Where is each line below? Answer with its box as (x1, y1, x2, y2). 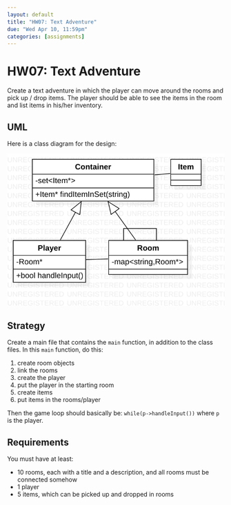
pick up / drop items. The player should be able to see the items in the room (7, 94, 222, 102)
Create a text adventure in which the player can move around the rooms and (7, 86, 224, 95)
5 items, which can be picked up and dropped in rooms (17, 490, 174, 499)
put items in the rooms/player (17, 396, 101, 404)
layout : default (7, 11, 54, 18)
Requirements (7, 436, 69, 448)
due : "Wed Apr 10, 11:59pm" (7, 26, 88, 32)
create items (17, 388, 53, 397)
